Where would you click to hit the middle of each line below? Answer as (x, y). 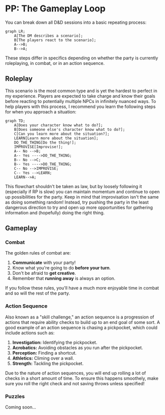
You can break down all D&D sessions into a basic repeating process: (76, 22)
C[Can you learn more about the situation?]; (62, 134)
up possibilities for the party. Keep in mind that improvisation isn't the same (82, 197)
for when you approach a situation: (41, 111)
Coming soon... (21, 407)
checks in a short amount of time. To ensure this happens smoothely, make (82, 378)
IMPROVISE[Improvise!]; (39, 147)
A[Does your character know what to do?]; (58, 125)
